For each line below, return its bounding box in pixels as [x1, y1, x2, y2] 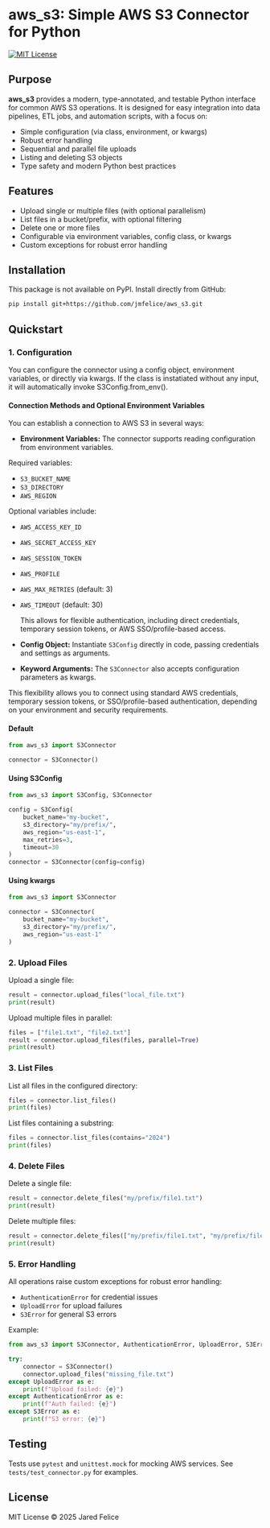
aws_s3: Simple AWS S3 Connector [8, 6, 250, 24]
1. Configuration [8, 346, 72, 357]
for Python [8, 23, 81, 41]
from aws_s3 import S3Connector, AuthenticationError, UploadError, [8, 1340, 243, 1349]
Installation [8, 263, 66, 277]
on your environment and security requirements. [8, 705, 169, 715]
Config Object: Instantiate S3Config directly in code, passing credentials [19, 640, 260, 650]
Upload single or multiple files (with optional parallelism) [19, 205, 207, 215]
